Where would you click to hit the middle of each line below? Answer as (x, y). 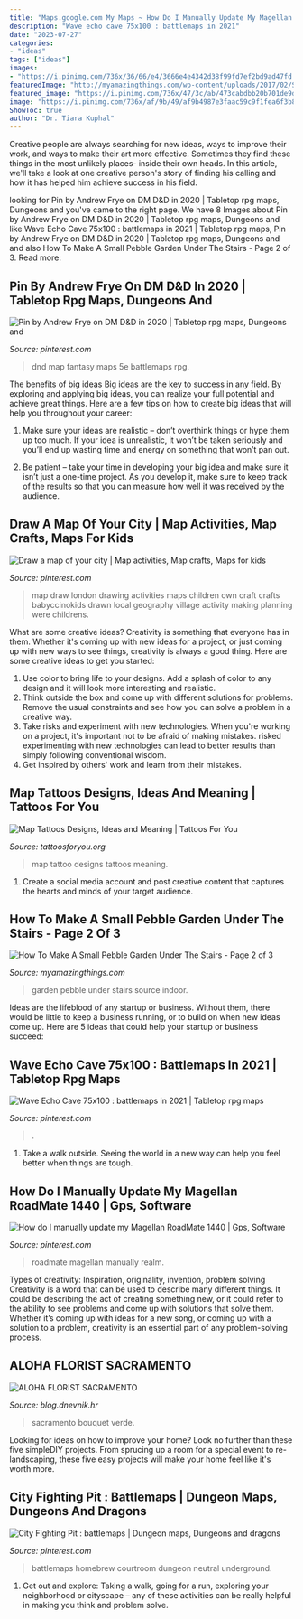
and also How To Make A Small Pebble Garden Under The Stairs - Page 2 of (150, 248)
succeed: (27, 1036)
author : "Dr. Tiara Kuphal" (62, 118)
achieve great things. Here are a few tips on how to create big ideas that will (151, 403)
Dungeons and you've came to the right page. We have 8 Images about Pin (149, 210)
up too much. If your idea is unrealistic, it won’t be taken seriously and (152, 440)
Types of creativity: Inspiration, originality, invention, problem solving (138, 1280)
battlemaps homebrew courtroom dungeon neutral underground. (151, 1568)
